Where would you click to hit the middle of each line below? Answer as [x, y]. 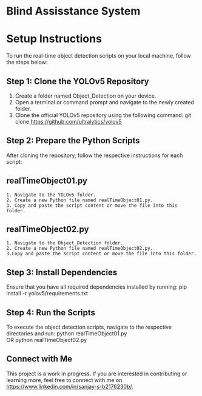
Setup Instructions [54, 39]
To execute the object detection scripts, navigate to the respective [89, 327]
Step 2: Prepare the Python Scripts [73, 141]
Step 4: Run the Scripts [51, 313]
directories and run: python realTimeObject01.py [67, 334]
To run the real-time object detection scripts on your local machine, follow [99, 56]
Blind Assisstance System [73, 11]
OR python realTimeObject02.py [46, 340]
